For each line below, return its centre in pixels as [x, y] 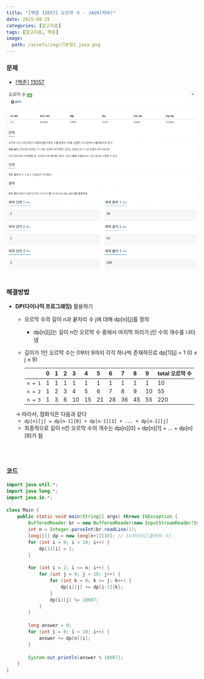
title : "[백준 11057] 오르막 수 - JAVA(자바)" [61, 13]
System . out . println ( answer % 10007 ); [76, 657]
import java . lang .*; [32, 491]
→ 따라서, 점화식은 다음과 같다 [51, 414]
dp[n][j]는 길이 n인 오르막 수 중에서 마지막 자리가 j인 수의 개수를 [109, 332]
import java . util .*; [32, 485]
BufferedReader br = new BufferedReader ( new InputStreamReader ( [111, 523]
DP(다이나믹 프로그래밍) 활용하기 [54, 306]
